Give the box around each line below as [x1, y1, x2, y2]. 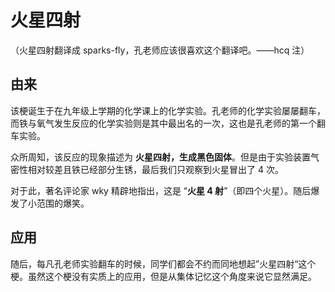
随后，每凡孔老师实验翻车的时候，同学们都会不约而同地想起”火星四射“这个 [10, 257, 317, 270]
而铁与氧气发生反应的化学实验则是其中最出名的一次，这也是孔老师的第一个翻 [10, 117, 326, 129]
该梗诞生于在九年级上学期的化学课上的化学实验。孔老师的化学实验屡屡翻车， [10, 104, 326, 116]
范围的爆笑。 [36, 197, 90, 209]
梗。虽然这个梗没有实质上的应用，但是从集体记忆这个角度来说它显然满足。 [10, 270, 317, 282]
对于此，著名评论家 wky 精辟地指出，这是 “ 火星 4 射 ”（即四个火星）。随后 [10, 184, 312, 196]
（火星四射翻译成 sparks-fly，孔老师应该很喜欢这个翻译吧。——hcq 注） [10, 44, 310, 56]
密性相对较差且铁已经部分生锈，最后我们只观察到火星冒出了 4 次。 [10, 163, 284, 175]
